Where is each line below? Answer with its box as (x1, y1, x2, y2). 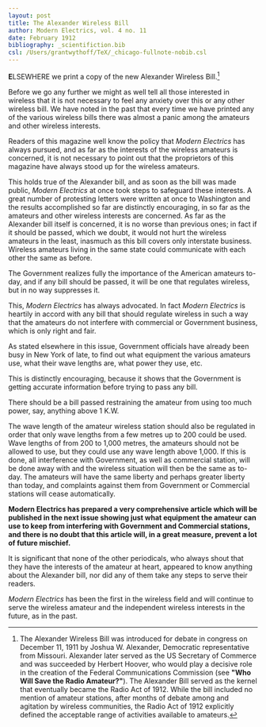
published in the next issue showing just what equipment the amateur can (8, 512, 256, 522)
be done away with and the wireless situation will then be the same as (8, 463, 236, 473)
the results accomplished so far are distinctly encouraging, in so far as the (8, 202, 251, 211)
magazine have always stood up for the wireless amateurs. (8, 161, 200, 171)
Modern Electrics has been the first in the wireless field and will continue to (8, 594, 254, 604)
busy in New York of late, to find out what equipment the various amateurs (8, 350, 251, 359)
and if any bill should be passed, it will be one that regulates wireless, (23, 276, 250, 286)
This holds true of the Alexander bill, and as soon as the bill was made (8, 176, 237, 187)
